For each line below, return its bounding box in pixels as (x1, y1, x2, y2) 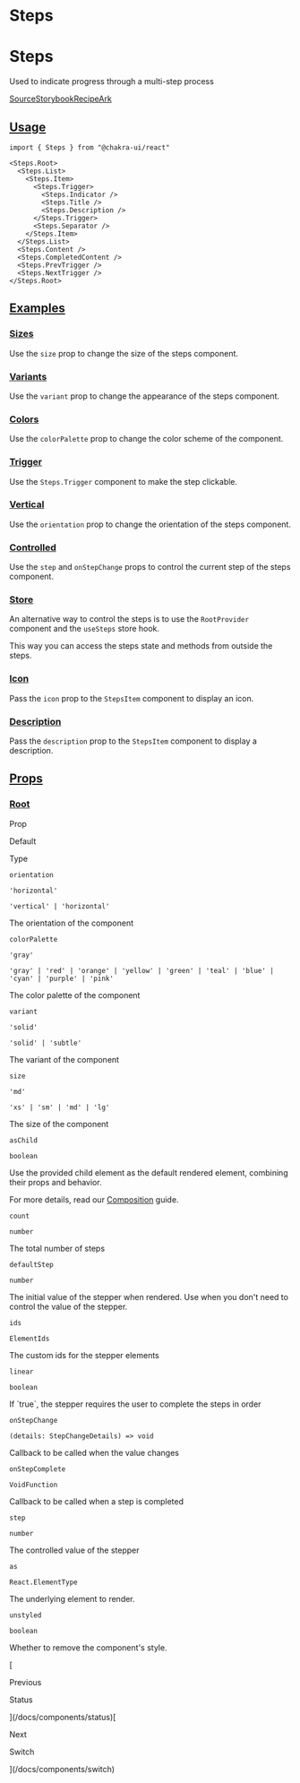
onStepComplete (9, 1464, 66, 1474)
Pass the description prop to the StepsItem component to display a (9, 736, 258, 746)
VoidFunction (9, 1480, 58, 1489)
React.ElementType (9, 1578, 78, 1587)
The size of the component (9, 1118, 109, 1129)
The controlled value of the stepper (9, 1545, 141, 1555)
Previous (9, 1676, 42, 1687)
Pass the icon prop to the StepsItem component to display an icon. (9, 693, 254, 703)
